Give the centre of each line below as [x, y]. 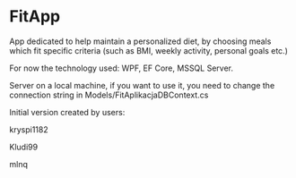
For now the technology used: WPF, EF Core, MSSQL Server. [121, 68]
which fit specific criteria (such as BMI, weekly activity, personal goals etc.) [149, 50]
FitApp [35, 17]
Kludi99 [24, 147]
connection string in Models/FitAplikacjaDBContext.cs [109, 95]
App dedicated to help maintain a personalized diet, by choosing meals [140, 41]
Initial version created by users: [67, 112]
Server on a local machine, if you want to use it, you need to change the [142, 85]
